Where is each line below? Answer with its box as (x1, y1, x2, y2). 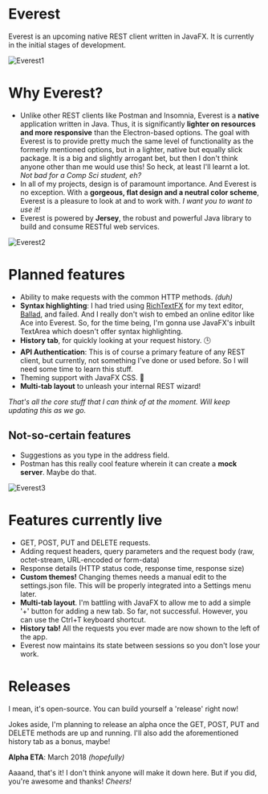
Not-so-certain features (8, 428, 131, 443)
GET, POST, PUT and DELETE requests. (19, 537, 151, 548)
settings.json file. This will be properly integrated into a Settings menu (19, 581, 251, 590)
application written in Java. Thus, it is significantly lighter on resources (19, 118, 256, 129)
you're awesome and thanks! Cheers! (8, 776, 132, 786)
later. (19, 589, 38, 598)
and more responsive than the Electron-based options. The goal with (19, 127, 250, 137)
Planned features (8, 266, 126, 284)
